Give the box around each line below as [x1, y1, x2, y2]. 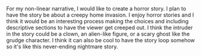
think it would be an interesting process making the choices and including [6, 18, 189, 24]
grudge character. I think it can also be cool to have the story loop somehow [6, 37, 196, 43]
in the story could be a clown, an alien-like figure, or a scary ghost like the [6, 30, 190, 38]
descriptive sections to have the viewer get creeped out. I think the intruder [6, 24, 193, 31]
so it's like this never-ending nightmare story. [6, 43, 119, 50]
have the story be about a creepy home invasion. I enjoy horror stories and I [6, 11, 194, 18]
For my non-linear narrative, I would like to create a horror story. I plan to [6, 5, 187, 12]
